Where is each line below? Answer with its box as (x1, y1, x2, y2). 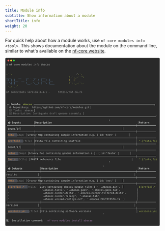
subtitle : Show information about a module (5, 13, 96, 18)
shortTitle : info (5, 18, 41, 23)
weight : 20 (5, 24, 27, 29)
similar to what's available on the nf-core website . (5, 48, 106, 54)
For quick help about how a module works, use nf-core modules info (5, 37, 145, 44)
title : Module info (5, 8, 45, 13)
